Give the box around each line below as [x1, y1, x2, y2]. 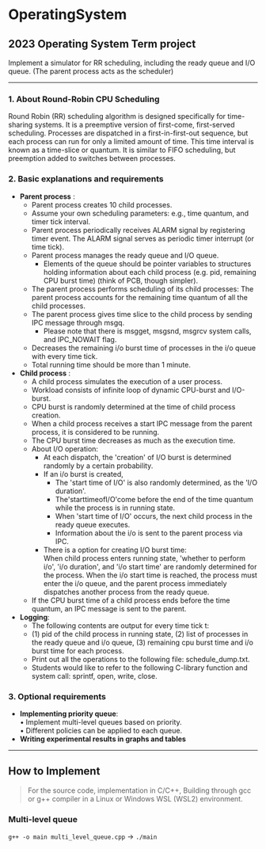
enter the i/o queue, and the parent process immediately [43, 578, 227, 588]
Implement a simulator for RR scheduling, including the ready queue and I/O [8, 58, 256, 67]
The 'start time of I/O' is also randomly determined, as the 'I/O [55, 478, 258, 487]
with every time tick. [31, 351, 98, 361]
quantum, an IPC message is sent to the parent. [31, 603, 187, 613]
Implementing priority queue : [19, 709, 119, 718]
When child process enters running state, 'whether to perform [43, 553, 245, 563]
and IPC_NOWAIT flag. [43, 334, 117, 344]
